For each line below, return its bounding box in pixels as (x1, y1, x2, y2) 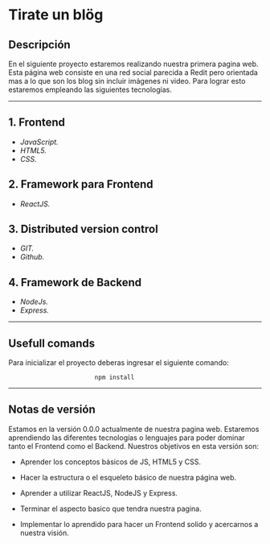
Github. (19, 252, 45, 262)
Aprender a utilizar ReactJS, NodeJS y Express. (19, 488, 178, 497)
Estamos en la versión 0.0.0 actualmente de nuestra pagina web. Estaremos (8, 424, 260, 434)
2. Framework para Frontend (8, 177, 154, 191)
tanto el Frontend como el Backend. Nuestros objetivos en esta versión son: (8, 441, 260, 451)
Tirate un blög (8, 6, 104, 24)
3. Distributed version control (8, 222, 158, 236)
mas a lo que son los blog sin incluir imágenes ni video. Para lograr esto (8, 77, 246, 85)
